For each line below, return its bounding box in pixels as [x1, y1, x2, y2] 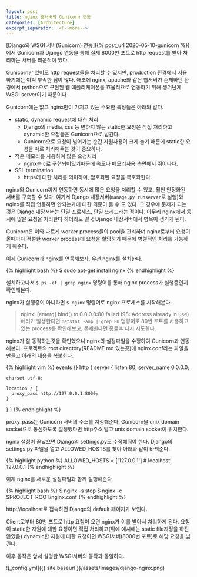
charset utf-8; [6, 375, 44, 381]
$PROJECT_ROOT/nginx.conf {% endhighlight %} [6, 494, 126, 501]
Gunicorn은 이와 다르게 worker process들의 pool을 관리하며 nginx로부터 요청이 [6, 228, 191, 235]
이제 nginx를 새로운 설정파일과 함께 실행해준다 [6, 475, 112, 482]
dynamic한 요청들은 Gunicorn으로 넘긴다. [23, 130, 121, 138]
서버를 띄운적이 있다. [21, 56, 69, 63]
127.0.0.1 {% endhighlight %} [6, 464, 75, 471]
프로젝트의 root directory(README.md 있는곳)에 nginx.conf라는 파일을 [23, 345, 189, 352]
